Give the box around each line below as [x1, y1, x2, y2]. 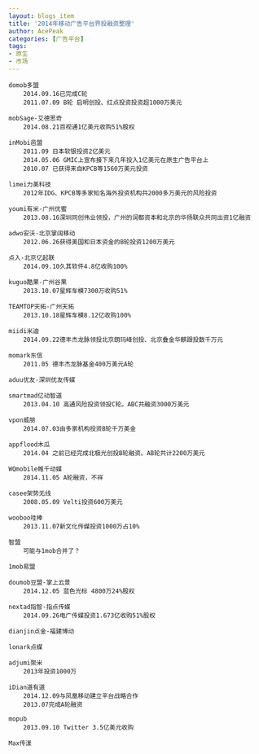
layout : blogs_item [8, 11, 75, 20]
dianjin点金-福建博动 [8, 627, 75, 635]
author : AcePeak [8, 27, 64, 35]
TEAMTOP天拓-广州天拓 [8, 302, 75, 310]
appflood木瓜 [8, 441, 50, 449]
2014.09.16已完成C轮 [23, 90, 88, 98]
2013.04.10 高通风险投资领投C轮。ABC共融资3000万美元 [23, 400, 190, 408]
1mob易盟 [8, 563, 36, 571]
